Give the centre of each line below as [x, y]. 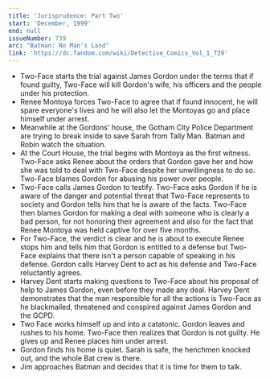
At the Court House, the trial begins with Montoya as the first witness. [135, 153]
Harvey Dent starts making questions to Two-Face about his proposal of [139, 281]
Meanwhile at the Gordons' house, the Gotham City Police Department [137, 127]
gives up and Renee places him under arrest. [94, 341]
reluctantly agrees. [51, 273]
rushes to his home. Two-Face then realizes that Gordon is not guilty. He [140, 332]
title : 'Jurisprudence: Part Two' [66, 16]
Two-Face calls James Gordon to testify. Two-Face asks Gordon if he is [138, 187]
